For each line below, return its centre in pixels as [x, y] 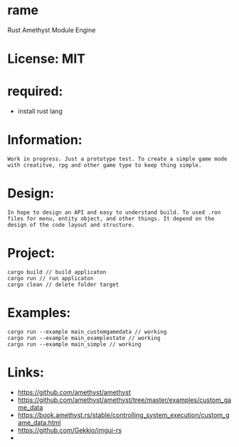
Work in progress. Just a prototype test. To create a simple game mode [117, 159]
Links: [26, 372]
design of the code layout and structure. [71, 225]
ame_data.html [39, 422]
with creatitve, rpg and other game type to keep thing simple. [105, 165]
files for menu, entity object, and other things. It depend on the [111, 219]
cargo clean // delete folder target [63, 284]
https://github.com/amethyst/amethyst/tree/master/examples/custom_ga [124, 400]
